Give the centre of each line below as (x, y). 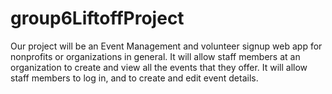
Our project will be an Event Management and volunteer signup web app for (166, 46)
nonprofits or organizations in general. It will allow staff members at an (155, 56)
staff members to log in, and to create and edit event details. (134, 78)
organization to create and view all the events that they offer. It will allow (159, 67)
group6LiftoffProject (97, 18)
